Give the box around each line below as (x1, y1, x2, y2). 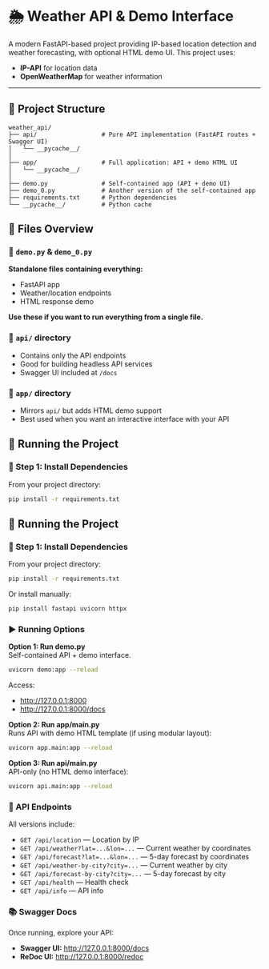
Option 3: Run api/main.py (8, 759, 98, 768)
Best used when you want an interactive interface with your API (19, 414, 230, 424)
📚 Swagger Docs (8, 907, 78, 918)
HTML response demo (19, 297, 94, 306)
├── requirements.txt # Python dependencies (8, 194, 178, 202)
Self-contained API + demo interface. (8, 651, 131, 660)
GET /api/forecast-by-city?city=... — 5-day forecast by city (19, 869, 227, 879)
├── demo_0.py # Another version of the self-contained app (8, 186, 256, 194)
